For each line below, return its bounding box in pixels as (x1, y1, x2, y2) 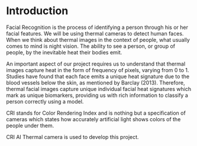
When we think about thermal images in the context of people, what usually (6, 36, 190, 43)
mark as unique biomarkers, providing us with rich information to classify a (6, 92, 188, 99)
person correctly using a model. (6, 98, 84, 105)
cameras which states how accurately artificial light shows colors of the (6, 115, 181, 122)
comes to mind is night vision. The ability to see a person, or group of (6, 43, 176, 50)
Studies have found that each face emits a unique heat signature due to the (6, 73, 190, 80)
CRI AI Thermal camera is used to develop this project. (6, 133, 139, 140)
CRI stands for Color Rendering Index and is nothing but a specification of (6, 109, 186, 116)
